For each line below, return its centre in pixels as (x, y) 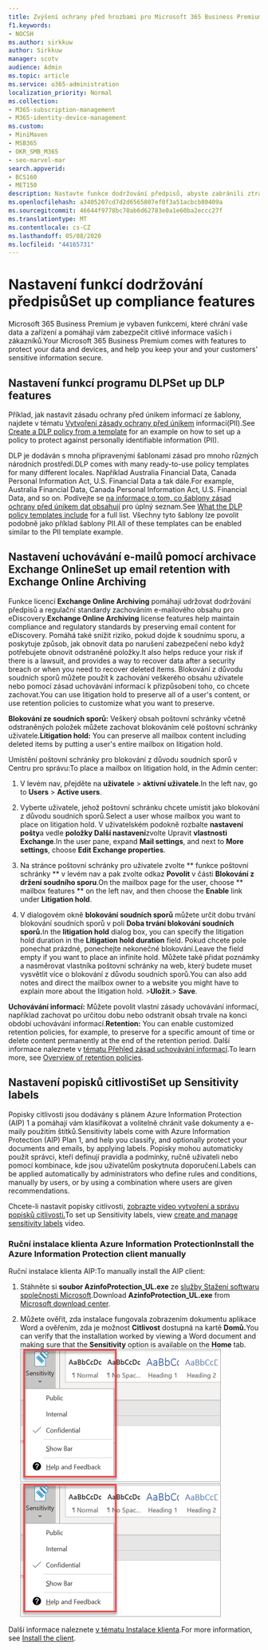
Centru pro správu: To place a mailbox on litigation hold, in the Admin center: (133, 767)
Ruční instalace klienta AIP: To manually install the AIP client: (107, 1271)
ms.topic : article (39, 76)
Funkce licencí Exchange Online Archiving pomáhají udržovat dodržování (130, 601)
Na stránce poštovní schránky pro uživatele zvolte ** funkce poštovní (134, 865)
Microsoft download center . (65, 1303)
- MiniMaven (28, 135)
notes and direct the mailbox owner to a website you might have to (129, 982)
